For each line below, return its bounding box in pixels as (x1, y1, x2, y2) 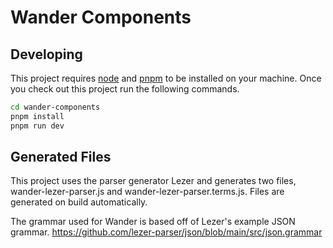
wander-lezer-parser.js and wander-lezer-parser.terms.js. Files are (10, 186, 285, 198)
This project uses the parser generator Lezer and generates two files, (10, 175, 297, 187)
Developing (10, 46, 83, 63)
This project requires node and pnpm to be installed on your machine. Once (10, 72, 322, 84)
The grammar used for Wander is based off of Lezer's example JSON (10, 216, 296, 228)
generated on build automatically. (10, 196, 148, 208)
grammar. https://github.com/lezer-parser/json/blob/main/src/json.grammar (10, 226, 323, 238)
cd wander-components (10, 102, 101, 112)
